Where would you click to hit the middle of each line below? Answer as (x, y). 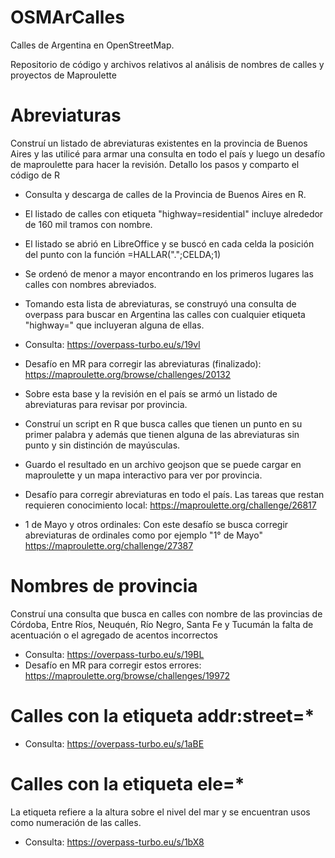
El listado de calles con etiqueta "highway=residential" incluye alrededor (174, 213)
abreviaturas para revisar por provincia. (106, 404)
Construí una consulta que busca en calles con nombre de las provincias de (166, 613)
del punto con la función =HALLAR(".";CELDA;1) (123, 254)
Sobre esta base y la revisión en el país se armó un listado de (151, 393)
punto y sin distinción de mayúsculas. (102, 445)
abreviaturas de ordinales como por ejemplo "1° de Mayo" (143, 535)
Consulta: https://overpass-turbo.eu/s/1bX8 (114, 842)
